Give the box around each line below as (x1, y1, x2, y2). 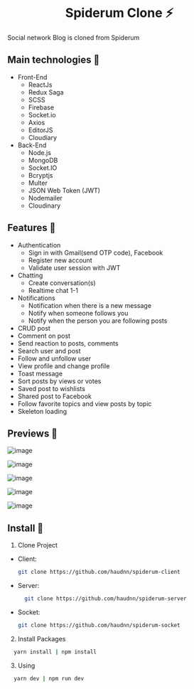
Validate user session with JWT (28, 263, 121, 272)
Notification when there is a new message (28, 301, 151, 309)
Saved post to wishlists (17, 384, 85, 392)
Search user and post (17, 346, 81, 355)
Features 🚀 (7, 222, 56, 234)
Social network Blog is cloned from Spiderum (7, 33, 140, 42)
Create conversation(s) (28, 278, 96, 287)
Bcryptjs (28, 171, 53, 179)
